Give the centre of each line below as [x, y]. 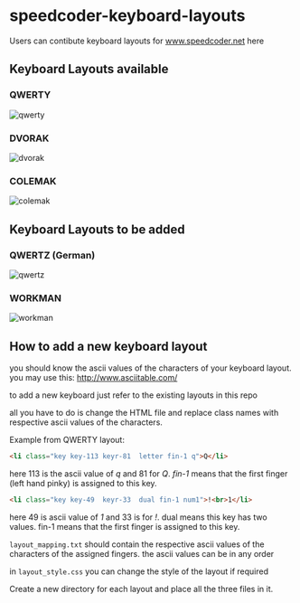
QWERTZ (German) [52, 255]
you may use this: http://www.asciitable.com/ [94, 378]
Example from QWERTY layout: [67, 440]
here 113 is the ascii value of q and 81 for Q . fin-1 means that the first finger [149, 473]
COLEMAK [33, 181]
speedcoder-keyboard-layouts [127, 16]
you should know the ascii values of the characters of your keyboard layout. [150, 368]
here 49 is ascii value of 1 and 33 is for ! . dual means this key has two [139, 517]
